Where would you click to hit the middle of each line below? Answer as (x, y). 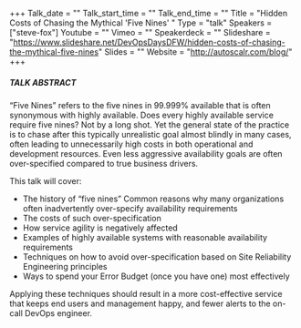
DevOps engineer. (58, 313)
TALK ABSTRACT (43, 82)
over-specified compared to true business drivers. (104, 163)
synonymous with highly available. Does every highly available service (141, 115)
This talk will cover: (46, 180)
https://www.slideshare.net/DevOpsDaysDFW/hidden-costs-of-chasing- (149, 42)
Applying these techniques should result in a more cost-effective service (146, 293)
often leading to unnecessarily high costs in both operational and (131, 144)
